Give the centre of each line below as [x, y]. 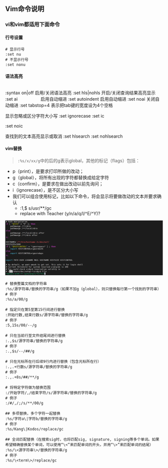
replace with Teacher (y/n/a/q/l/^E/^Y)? [60, 213]
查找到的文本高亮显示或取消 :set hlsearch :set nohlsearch [64, 136]
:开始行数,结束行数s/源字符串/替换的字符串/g [47, 315]
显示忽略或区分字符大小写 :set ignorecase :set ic [55, 116]
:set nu [13, 54]
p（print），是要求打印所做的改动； [48, 171]
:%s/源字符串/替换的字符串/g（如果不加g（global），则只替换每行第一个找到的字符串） [83, 289]
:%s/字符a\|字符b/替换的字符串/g [36, 419]
